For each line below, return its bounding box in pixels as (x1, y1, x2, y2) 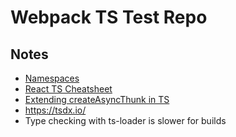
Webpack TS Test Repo (10, 6, 208, 29)
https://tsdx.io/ (24, 104, 87, 116)
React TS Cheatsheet (24, 83, 113, 95)
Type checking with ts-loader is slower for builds (24, 115, 227, 126)
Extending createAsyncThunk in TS (24, 94, 170, 105)
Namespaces (24, 72, 80, 84)
